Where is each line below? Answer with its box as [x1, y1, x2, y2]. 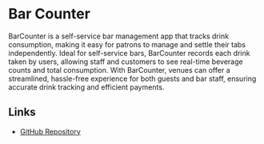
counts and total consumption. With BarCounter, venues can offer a [8, 65, 230, 74]
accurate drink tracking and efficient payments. [8, 82, 165, 92]
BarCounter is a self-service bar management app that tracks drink [8, 31, 230, 41]
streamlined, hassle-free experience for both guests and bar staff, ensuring [8, 74, 257, 83]
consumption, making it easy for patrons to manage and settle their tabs [8, 39, 246, 49]
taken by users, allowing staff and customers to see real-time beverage [8, 57, 243, 66]
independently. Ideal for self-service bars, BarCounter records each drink [8, 48, 250, 58]
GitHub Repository [19, 126, 82, 136]
